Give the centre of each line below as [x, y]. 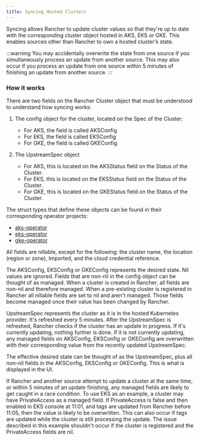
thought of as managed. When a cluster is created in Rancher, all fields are [98, 283]
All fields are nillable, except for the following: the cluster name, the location [99, 251]
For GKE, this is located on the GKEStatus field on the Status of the [106, 192]
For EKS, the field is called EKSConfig [70, 136]
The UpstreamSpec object [47, 154]
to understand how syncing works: [49, 107]
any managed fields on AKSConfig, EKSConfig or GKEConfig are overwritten [100, 338]
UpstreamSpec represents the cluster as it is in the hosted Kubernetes [93, 313]
